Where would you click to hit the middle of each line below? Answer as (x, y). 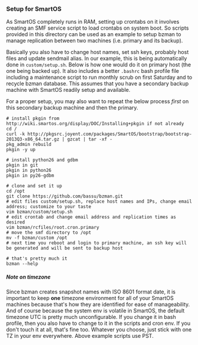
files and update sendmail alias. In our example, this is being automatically (97, 59)
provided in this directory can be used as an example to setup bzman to (94, 34)
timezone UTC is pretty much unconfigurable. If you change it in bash (91, 317)
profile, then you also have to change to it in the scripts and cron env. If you (98, 323)
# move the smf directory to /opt (49, 233)
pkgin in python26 (29, 171)
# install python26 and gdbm (42, 160)
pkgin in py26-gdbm (30, 176)
